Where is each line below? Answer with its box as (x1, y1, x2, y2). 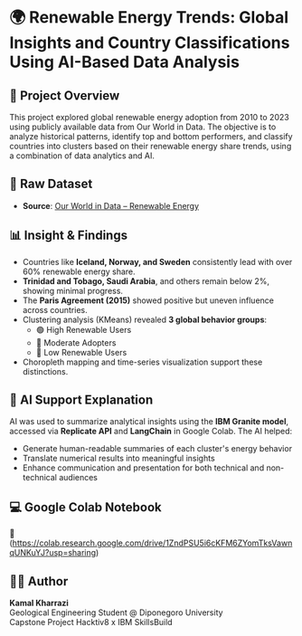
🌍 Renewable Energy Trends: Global (9, 7, 289, 28)
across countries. (22, 304, 88, 315)
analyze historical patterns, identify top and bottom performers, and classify (9, 131, 293, 141)
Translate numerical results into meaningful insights (22, 453, 215, 464)
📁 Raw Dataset (9, 176, 93, 192)
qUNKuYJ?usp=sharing (9, 547, 97, 558)
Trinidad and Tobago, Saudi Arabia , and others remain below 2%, (22, 275, 269, 286)
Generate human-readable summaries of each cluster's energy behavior (22, 443, 292, 454)
